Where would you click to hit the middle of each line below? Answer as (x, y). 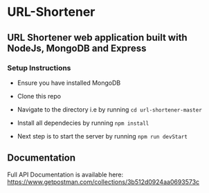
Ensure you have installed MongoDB (69, 83)
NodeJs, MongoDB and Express (77, 48)
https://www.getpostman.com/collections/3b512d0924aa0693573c (103, 182)
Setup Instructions (39, 68)
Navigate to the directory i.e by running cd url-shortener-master (109, 109)
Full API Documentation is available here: (65, 174)
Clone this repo (39, 96)
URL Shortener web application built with (98, 38)
